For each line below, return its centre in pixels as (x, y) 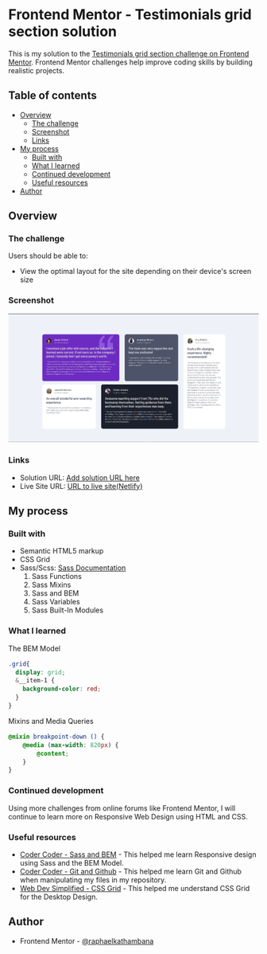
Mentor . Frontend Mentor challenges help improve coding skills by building (130, 62)
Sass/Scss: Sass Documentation (73, 568)
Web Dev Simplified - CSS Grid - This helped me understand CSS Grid (135, 888)
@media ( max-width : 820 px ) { (71, 745)
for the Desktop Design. (58, 897)
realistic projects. (37, 70)
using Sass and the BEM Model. (72, 862)
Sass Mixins (51, 585)
